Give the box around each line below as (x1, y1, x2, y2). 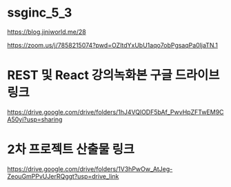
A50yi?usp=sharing (7, 115, 63, 124)
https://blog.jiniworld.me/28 (7, 28, 86, 36)
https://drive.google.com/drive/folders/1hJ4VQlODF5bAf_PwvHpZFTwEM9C (7, 108, 224, 116)
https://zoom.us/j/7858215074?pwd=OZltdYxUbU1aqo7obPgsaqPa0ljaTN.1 (7, 41, 219, 49)
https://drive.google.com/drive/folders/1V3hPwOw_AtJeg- (7, 164, 173, 173)
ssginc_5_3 (7, 5, 72, 21)
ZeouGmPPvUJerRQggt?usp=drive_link (7, 172, 119, 180)
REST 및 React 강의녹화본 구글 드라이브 (7, 68, 220, 83)
